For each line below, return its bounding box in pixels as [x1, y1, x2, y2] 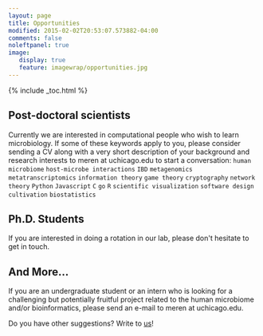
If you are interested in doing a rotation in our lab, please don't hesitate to [8, 233, 249, 243]
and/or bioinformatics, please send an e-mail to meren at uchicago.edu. [8, 303, 244, 313]
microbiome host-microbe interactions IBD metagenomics [8, 165, 193, 173]
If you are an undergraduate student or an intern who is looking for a [8, 287, 233, 296]
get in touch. [8, 242, 50, 251]
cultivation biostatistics [8, 191, 96, 199]
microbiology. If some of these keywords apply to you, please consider [8, 138, 241, 148]
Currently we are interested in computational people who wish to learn [8, 129, 239, 140]
